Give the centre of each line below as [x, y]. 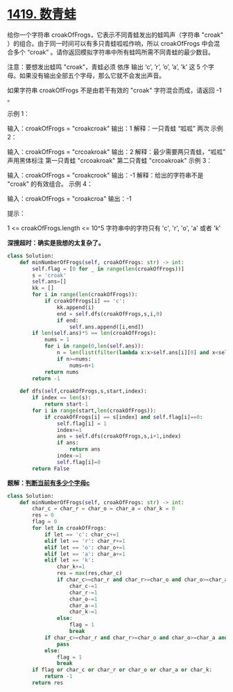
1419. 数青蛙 [42, 14]
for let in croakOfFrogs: [70, 528]
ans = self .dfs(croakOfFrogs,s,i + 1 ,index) [119, 436]
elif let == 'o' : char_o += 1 [85, 547]
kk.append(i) [76, 307]
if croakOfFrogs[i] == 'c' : [85, 301]
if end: [68, 320]
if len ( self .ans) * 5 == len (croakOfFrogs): [94, 334]
